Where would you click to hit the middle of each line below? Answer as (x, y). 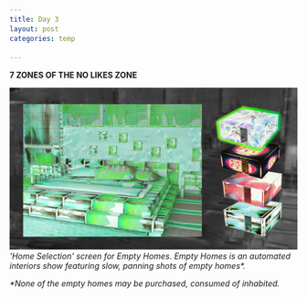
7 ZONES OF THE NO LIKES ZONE (74, 75)
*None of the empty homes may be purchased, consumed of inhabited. (145, 283)
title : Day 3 (34, 19)
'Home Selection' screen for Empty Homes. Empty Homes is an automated (150, 256)
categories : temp (42, 38)
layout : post (34, 29)
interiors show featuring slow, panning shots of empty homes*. (127, 265)
